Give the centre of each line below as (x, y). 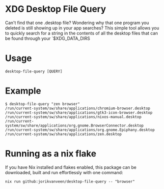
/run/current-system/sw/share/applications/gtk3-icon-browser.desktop (79, 112)
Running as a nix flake (51, 154)
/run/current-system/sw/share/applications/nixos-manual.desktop (73, 117)
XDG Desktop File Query (56, 9)
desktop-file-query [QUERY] (34, 71)
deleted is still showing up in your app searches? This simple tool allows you (82, 28)
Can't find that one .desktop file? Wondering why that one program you (77, 23)
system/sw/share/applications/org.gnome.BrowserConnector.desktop (74, 126)
